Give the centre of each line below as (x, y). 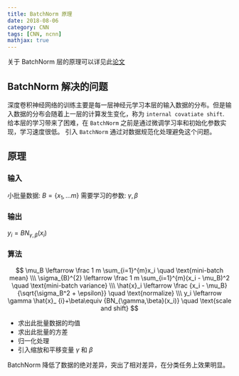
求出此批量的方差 (43, 332)
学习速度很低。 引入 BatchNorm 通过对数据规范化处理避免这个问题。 (118, 131)
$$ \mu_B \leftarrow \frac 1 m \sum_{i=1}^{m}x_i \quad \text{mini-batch (119, 270)
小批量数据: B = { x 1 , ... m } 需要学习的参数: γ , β (73, 196)
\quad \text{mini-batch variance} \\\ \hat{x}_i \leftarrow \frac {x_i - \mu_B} (119, 285)
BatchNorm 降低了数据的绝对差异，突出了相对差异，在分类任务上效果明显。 (118, 365)
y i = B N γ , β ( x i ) (27, 234)
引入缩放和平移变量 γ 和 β (55, 350)
